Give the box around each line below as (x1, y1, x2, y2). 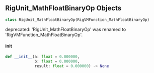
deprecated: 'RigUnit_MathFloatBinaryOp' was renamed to (5, 26, 126, 32)
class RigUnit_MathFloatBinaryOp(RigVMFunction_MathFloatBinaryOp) (5, 17, 150, 22)
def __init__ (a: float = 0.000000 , (5, 54, 80, 59)
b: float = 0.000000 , (34, 58, 80, 64)
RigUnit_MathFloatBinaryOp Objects (5, 4, 122, 12)
